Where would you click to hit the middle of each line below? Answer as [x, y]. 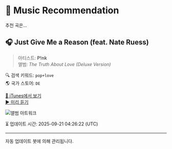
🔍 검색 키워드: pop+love [30, 75]
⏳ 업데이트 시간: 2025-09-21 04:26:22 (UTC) [52, 124]
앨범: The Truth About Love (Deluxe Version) [64, 64]
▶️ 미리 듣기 [17, 102]
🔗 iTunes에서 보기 [24, 95]
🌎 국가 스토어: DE [23, 83]
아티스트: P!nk [32, 58]
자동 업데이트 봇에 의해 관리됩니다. [39, 141]
